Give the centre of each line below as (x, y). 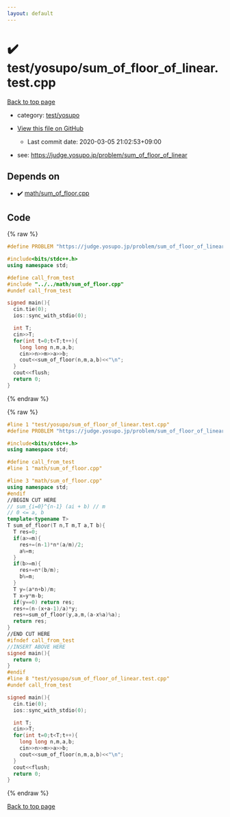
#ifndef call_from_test (41, 640)
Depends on (34, 176)
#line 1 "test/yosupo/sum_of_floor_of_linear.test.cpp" (88, 424)
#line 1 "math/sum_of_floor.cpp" (55, 469)
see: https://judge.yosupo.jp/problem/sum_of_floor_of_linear (102, 154)
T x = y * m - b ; (29, 596)
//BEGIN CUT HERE (32, 500)
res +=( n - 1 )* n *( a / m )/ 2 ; (52, 544)
